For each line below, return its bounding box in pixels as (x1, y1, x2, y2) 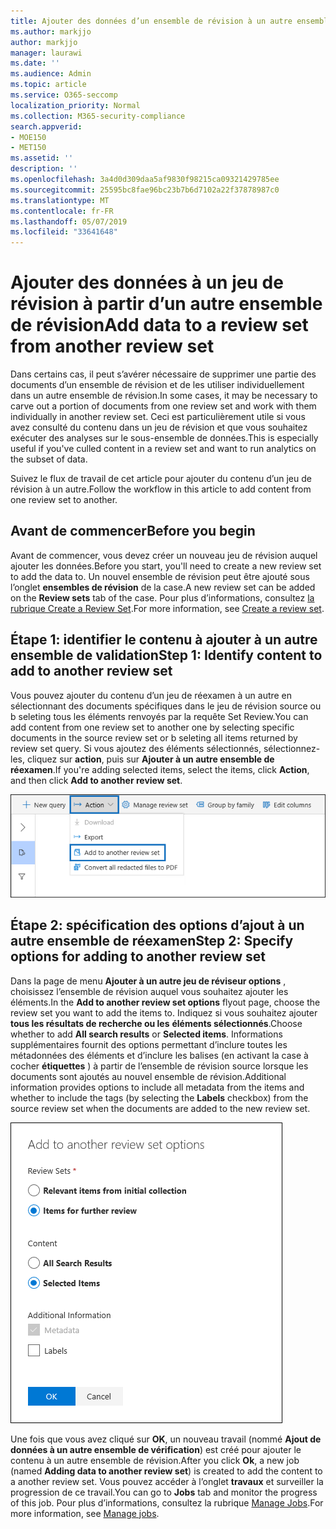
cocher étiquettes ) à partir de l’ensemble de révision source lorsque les (10, 1060, 309, 1072)
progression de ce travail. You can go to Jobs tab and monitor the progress (10, 1486, 318, 1498)
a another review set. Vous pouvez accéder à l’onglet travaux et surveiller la (10, 1475, 324, 1487)
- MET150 (10, 143, 47, 153)
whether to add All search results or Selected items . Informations (10, 1028, 283, 1040)
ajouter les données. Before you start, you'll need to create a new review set (10, 560, 322, 572)
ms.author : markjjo (10, 26, 92, 37)
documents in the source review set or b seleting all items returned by (10, 731, 298, 744)
